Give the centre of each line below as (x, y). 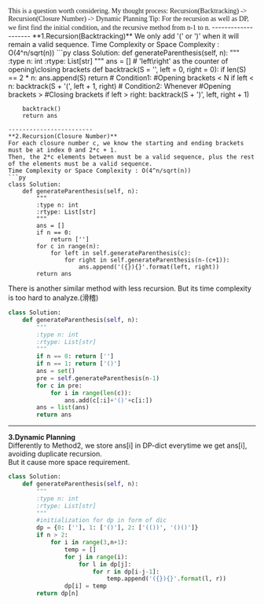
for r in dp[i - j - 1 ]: (126, 572)
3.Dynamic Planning (42, 437)
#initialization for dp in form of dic (102, 521)
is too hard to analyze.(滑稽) (53, 298)
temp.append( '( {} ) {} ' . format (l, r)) (166, 579)
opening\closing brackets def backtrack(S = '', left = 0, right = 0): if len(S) (127, 70)
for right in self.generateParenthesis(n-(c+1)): (147, 260)
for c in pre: (59, 386)
